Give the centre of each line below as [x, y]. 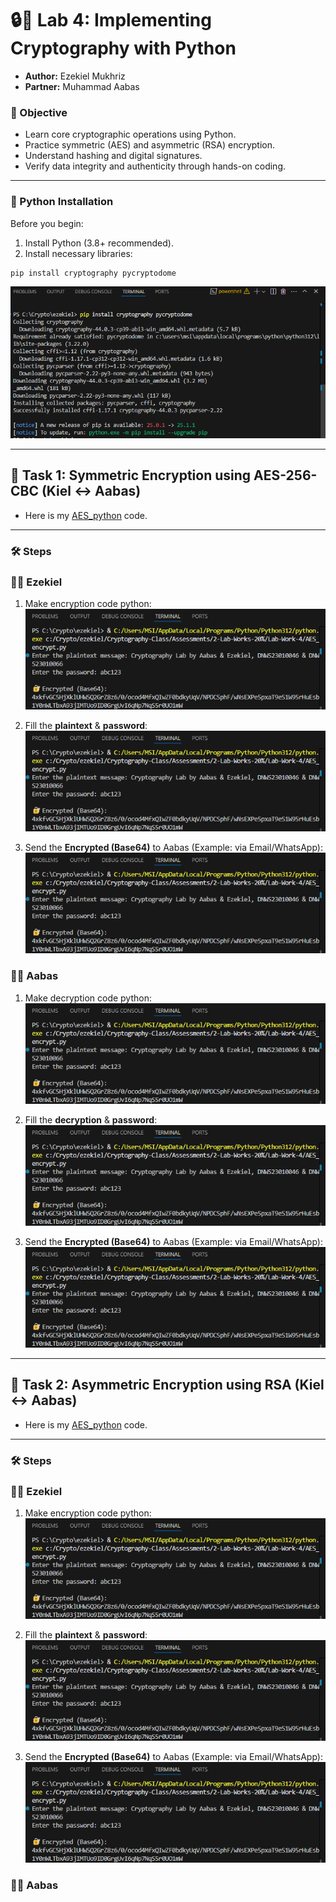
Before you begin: [47, 223]
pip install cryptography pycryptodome [93, 273]
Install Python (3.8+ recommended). [99, 243]
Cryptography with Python [123, 48]
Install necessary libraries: [78, 253]
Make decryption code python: [88, 998]
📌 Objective [39, 112]
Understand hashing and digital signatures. [113, 156]
